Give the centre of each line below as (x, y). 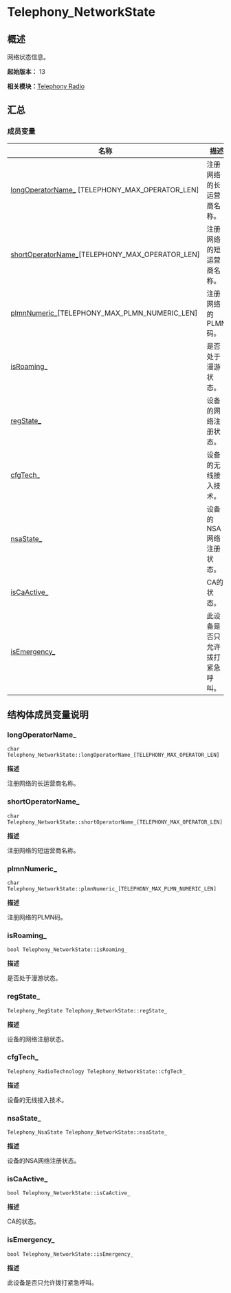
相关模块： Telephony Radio (46, 86)
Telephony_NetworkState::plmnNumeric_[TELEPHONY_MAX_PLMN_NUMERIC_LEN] (112, 889)
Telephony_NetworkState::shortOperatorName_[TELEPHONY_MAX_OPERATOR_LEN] (115, 822)
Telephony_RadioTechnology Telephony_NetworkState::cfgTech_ (97, 1071)
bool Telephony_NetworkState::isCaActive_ (69, 1193)
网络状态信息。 (28, 57)
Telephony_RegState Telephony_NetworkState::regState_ (87, 1010)
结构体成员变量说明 (48, 715)
